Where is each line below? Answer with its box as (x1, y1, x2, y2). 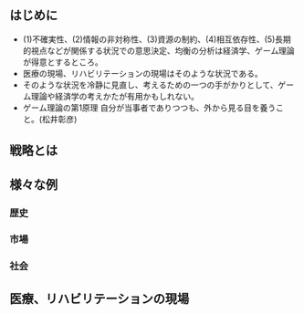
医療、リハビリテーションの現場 (9, 290, 190, 307)
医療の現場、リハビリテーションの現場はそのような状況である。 (22, 68, 263, 78)
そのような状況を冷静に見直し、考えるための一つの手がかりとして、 (22, 79, 278, 90)
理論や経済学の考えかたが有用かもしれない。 (30, 90, 199, 101)
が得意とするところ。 (22, 57, 103, 68)
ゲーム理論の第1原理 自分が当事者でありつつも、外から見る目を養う (22, 102, 277, 113)
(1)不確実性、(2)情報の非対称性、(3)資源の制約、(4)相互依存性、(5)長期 (22, 34, 292, 45)
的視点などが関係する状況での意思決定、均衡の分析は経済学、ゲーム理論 (22, 45, 295, 56)
